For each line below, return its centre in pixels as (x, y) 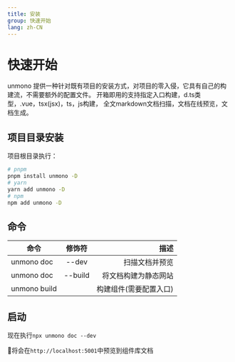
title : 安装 (24, 14)
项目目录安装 (36, 137)
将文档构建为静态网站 (138, 276)
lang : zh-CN (25, 27)
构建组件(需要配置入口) (135, 289)
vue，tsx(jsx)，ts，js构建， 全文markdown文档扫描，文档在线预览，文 (125, 104)
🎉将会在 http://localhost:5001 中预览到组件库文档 (80, 350)
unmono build (34, 288)
